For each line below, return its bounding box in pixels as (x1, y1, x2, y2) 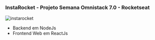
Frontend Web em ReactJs (12, 30, 68, 36)
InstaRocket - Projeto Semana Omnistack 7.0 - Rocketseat (5, 4, 150, 11)
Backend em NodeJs (12, 25, 57, 31)
